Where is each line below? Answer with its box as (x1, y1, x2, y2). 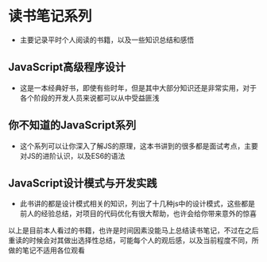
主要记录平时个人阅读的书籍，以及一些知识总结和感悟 (19, 35, 195, 44)
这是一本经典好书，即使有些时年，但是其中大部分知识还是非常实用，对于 (19, 83, 257, 92)
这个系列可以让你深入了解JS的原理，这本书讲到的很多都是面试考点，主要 (19, 141, 258, 151)
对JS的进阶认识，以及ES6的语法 (19, 151, 126, 160)
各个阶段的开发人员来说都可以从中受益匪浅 (19, 93, 160, 102)
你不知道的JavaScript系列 (8, 118, 137, 132)
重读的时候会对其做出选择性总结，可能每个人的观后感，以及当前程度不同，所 (8, 236, 259, 245)
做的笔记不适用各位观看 (8, 245, 85, 255)
